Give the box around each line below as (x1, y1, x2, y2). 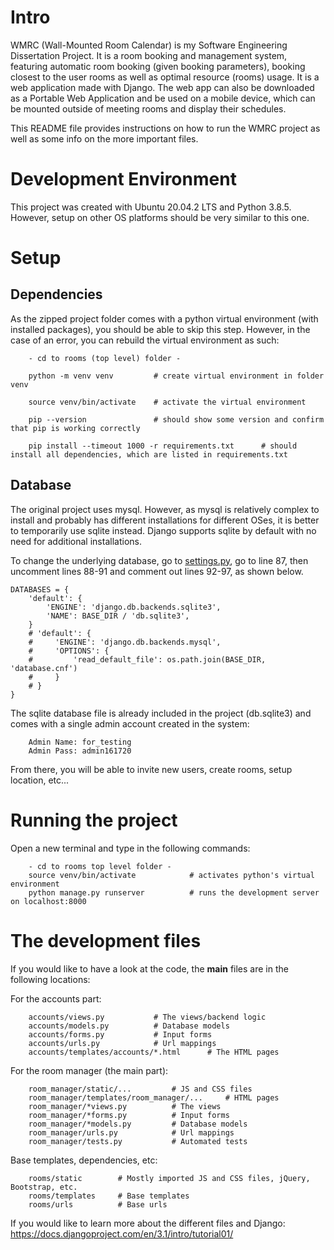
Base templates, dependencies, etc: (10, 1154, 158, 1166)
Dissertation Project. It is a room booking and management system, (10, 49, 288, 61)
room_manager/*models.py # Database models (28, 1119, 248, 1129)
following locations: (10, 973, 91, 985)
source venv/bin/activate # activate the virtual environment (28, 397, 307, 407)
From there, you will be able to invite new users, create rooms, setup (10, 763, 293, 775)
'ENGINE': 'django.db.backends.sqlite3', (46, 602, 222, 612)
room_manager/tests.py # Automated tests (28, 1136, 248, 1146)
